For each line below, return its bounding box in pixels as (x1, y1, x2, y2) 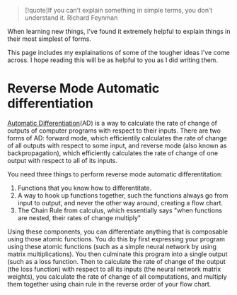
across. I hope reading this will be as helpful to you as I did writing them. (7, 56, 218, 64)
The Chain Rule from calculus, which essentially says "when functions (17, 206, 223, 215)
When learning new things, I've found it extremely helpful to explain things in (7, 28, 231, 35)
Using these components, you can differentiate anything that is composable (7, 227, 229, 236)
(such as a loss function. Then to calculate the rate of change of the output (7, 257, 226, 265)
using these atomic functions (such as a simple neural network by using (7, 242, 217, 251)
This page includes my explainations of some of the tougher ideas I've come (7, 49, 230, 56)
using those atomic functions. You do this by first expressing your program (7, 234, 225, 243)
